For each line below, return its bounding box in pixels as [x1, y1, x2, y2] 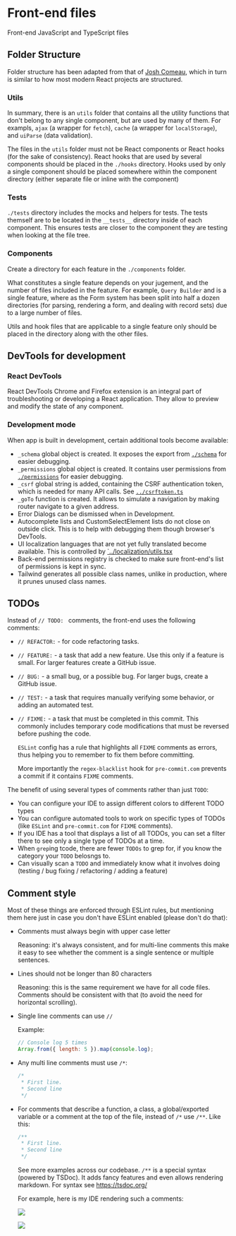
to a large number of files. [7, 308, 82, 317]
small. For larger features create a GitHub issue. [17, 659, 156, 667]
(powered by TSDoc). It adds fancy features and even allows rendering [17, 1173, 223, 1182]
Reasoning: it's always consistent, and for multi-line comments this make [17, 941, 230, 949]
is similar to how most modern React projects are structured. [7, 75, 183, 83]
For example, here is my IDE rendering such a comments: [17, 1194, 184, 1203]
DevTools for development [7, 350, 126, 362]
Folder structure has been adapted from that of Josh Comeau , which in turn [7, 67, 227, 76]
